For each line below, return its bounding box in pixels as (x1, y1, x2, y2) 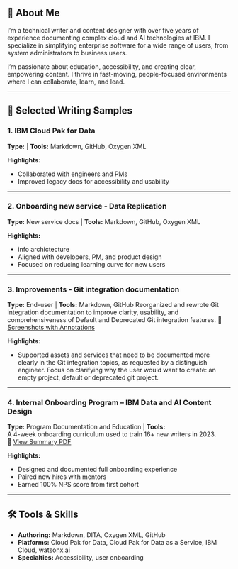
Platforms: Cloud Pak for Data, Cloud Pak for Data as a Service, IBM (17, 538, 217, 547)
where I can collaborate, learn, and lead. (7, 77, 125, 86)
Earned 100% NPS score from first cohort (17, 480, 140, 489)
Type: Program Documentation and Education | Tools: (7, 423, 166, 431)
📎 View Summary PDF (7, 438, 72, 446)
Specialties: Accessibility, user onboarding (17, 553, 144, 562)
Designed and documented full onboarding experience (17, 465, 178, 474)
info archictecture (17, 245, 69, 253)
